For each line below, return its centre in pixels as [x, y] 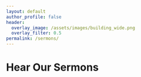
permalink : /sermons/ [33, 38]
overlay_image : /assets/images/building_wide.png [73, 28]
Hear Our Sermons [52, 67]
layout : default [26, 11]
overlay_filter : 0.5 [36, 33]
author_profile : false [34, 17]
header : [16, 22]
